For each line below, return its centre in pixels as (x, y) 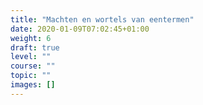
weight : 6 (31, 38)
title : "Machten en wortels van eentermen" (102, 19)
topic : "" (31, 76)
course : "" (33, 66)
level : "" (31, 57)
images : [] (33, 85)
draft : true (35, 47)
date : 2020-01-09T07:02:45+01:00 (80, 29)
